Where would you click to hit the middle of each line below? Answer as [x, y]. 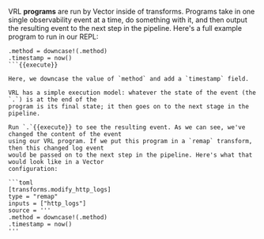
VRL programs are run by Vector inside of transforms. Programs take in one [132, 11]
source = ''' [30, 211]
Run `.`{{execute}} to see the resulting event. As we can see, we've [127, 127]
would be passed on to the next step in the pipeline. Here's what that [130, 155]
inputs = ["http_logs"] [47, 203]
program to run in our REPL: [53, 36]
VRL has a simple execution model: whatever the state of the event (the [132, 93]
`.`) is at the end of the [53, 100]
